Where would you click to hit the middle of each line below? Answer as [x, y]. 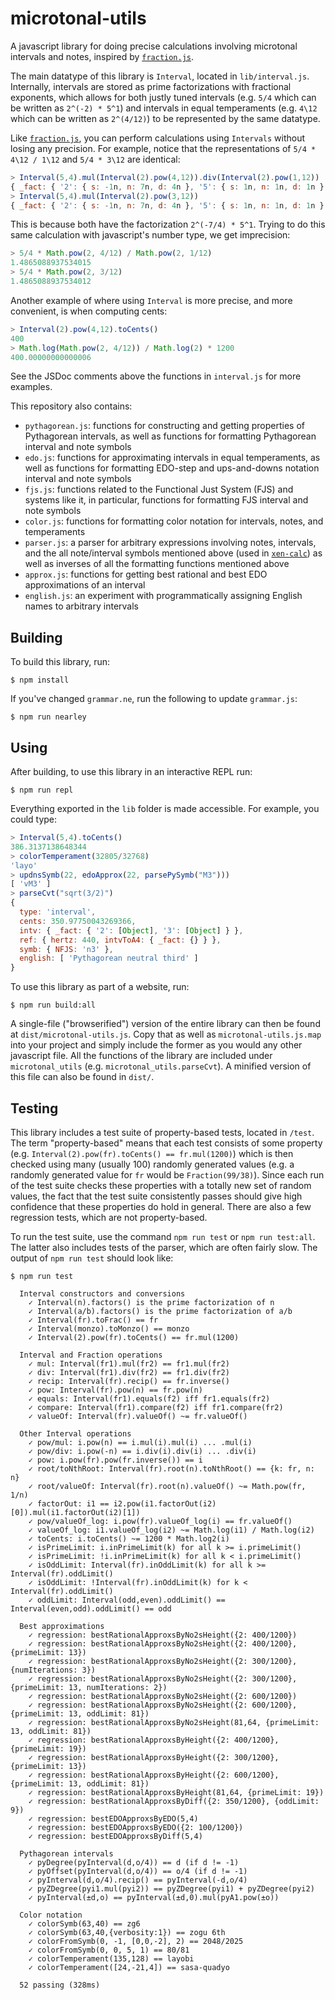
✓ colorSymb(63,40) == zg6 [84, 1924]
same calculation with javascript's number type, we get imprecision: [150, 235]
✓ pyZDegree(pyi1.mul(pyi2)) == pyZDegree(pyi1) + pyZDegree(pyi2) [171, 1889]
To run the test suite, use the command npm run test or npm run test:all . [163, 1236]
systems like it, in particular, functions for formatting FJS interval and [166, 500]
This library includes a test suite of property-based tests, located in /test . [162, 1132]
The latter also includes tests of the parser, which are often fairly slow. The [164, 1247]
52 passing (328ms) [60, 1985]
